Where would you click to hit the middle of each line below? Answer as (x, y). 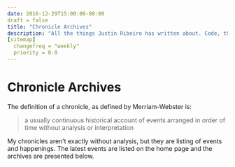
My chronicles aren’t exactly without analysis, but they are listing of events (115, 141)
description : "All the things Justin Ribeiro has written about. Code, (114, 33)
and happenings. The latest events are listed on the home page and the (110, 148)
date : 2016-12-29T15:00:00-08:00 (56, 14)
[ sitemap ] (22, 40)
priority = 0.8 (36, 53)
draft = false (28, 20)
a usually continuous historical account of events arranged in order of (125, 120)
